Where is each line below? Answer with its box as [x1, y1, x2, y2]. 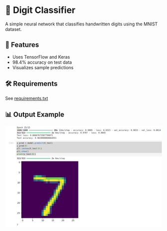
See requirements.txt [5, 95, 48, 101]
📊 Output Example [5, 110, 65, 118]
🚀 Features [5, 41, 39, 49]
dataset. [5, 26, 22, 32]
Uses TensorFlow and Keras [12, 54, 71, 60]
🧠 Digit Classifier [5, 4, 76, 16]
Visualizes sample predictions [12, 64, 74, 70]
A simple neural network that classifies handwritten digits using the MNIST [5, 21, 158, 27]
